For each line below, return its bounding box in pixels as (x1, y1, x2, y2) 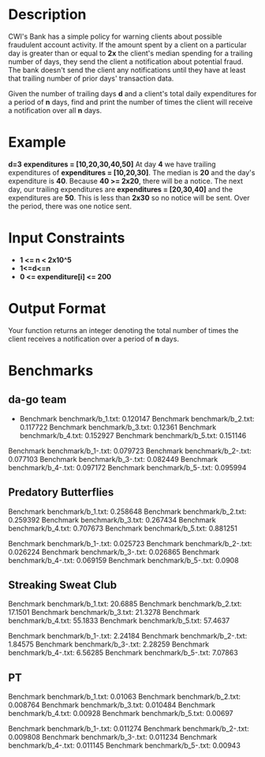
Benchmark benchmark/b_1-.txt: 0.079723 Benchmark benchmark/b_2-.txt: (8, 446, 252, 455)
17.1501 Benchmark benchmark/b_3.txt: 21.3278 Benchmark (8, 608, 200, 617)
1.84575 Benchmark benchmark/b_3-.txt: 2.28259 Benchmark (8, 639, 210, 649)
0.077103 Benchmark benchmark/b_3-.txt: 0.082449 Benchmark (8, 454, 218, 463)
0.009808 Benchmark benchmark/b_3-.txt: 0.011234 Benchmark (8, 733, 218, 742)
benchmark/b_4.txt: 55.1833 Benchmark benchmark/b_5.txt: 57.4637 (8, 616, 230, 625)
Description (8, 6, 87, 24)
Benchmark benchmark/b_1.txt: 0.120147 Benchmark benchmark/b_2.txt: (19, 414, 255, 423)
